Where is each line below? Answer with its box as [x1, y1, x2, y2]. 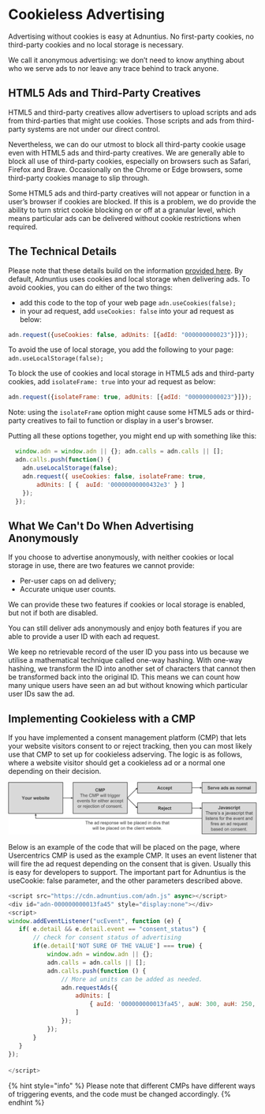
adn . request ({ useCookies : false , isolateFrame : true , [22, 472, 207, 480]
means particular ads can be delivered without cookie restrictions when [8, 213, 241, 222]
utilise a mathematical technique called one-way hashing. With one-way [8, 656, 243, 665]
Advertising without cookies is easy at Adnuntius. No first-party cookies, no [8, 32, 255, 41]
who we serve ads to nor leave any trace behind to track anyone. [8, 63, 219, 73]
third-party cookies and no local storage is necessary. [8, 39, 184, 49]
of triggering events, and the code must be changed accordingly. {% [8, 1090, 231, 1099]
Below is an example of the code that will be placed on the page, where [8, 842, 241, 851]
